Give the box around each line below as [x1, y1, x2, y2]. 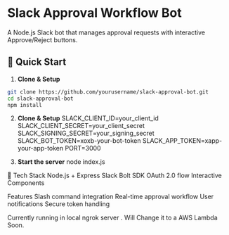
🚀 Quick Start [7, 56, 67, 68]
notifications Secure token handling [7, 200, 110, 208]
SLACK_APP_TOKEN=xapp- [142, 136, 223, 145]
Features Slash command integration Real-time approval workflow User [7, 192, 214, 201]
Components [7, 179, 45, 187]
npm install [7, 101, 42, 108]
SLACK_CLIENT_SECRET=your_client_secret [17, 122, 145, 130]
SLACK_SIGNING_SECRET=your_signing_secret [17, 129, 155, 138]
